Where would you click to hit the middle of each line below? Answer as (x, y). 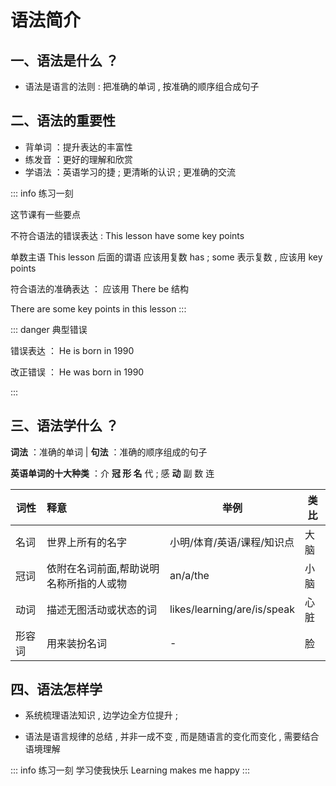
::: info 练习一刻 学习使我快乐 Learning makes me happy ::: (130, 770)
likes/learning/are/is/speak (232, 609)
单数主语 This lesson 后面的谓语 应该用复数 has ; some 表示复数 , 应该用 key (166, 257)
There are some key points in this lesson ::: (98, 308)
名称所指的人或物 (86, 583)
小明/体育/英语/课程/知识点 (232, 542)
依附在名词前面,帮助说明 (103, 568)
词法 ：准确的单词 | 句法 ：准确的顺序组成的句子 (109, 452)
